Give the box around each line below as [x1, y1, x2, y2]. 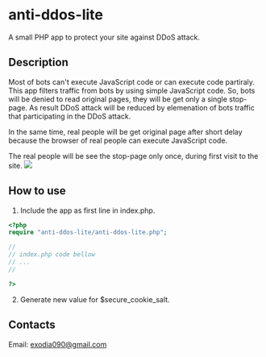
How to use [8, 184, 66, 198]
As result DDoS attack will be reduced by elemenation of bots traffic [29, 102, 256, 112]
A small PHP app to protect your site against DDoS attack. [8, 32, 200, 42]
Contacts [8, 318, 56, 332]
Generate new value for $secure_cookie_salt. [19, 294, 171, 304]
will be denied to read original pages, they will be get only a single [8, 94, 228, 104]
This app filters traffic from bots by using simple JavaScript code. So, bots [8, 85, 256, 95]
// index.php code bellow [8, 251, 95, 259]
